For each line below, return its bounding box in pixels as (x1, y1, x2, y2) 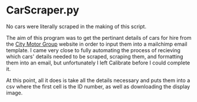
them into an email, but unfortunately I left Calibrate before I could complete (6, 59, 191, 66)
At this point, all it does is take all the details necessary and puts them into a (6, 77, 191, 84)
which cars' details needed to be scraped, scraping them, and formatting (6, 53, 183, 60)
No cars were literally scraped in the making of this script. (6, 23, 146, 30)
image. (6, 89, 23, 96)
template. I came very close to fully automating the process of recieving (6, 46, 181, 53)
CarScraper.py (6, 4, 80, 17)
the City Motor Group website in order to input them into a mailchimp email (6, 40, 188, 47)
